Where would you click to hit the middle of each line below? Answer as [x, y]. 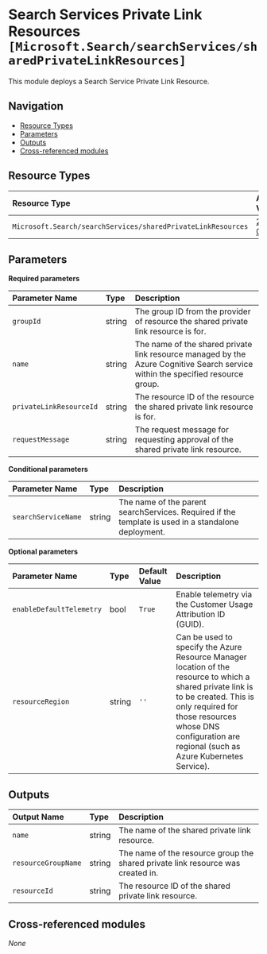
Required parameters [44, 279]
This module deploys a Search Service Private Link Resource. [109, 81]
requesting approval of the [184, 440]
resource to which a [213, 677]
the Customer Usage [215, 604]
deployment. [142, 532]
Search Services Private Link [105, 15]
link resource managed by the [190, 354]
